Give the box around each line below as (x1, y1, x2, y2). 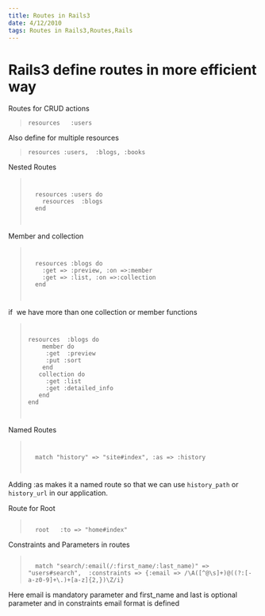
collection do (38, 370, 86, 378)
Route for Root (8, 504, 56, 513)
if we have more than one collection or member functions (8, 307, 198, 316)
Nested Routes (8, 162, 57, 172)
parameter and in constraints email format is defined (8, 599, 180, 608)
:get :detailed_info (45, 384, 113, 392)
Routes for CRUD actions (8, 104, 90, 114)
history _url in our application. (8, 488, 109, 498)
